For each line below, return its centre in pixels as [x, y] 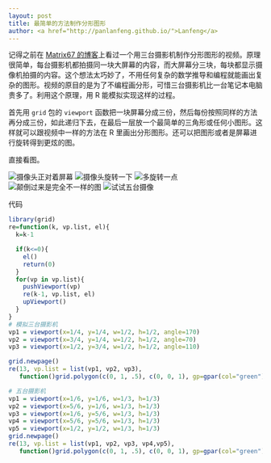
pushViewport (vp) [52, 287]
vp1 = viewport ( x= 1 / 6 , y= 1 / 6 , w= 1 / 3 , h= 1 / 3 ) [84, 398]
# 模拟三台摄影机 [33, 324]
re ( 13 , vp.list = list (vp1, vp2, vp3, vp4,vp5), [92, 444]
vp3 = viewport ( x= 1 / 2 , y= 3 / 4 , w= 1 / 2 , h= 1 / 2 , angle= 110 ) [104, 347]
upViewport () [45, 302]
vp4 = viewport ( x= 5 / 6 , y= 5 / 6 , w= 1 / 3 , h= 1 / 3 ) [84, 421]
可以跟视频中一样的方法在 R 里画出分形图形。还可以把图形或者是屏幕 [136, 133]
